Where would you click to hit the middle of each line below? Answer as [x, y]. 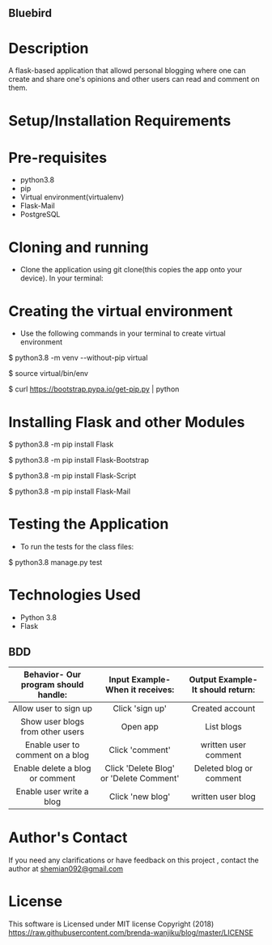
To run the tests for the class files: [77, 547]
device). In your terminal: [62, 278]
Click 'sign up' [140, 708]
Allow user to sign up [53, 708]
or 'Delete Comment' [140, 778]
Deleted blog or [223, 768]
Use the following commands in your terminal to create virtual [123, 334]
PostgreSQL [40, 215]
